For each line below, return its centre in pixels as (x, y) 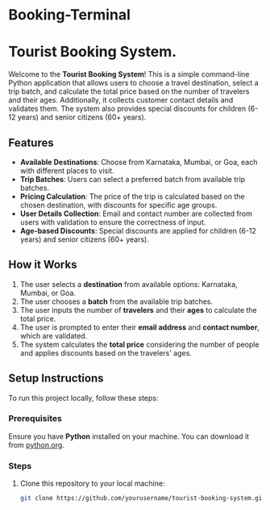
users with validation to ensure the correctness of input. (113, 222)
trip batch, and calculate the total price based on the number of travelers (129, 91)
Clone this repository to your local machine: (92, 483)
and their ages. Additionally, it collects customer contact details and (121, 100)
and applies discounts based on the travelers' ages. (106, 352)
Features (31, 143)
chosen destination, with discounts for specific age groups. (118, 204)
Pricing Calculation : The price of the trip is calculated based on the (132, 196)
